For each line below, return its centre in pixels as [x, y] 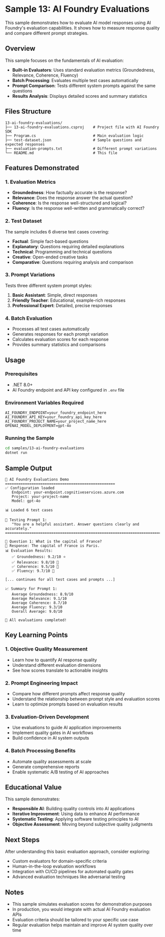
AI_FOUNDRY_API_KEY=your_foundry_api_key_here [54, 417]
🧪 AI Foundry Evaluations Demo [37, 479]
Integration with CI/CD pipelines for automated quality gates [73, 872]
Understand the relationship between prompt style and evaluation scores [86, 699]
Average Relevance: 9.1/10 [39, 598]
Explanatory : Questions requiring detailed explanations [68, 246]
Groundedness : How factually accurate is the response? [69, 193]
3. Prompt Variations [30, 275]
